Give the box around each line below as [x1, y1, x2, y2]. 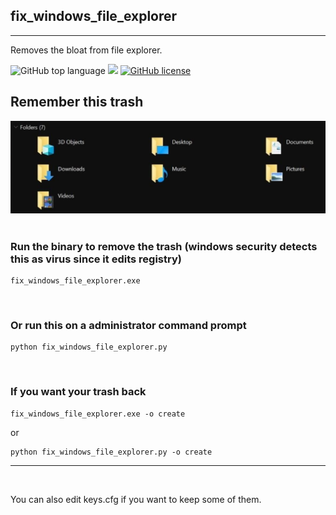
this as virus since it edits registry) [10, 252, 182, 266]
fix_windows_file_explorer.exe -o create [10, 409, 186, 419]
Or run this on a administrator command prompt [10, 318, 247, 332]
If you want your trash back [10, 385, 147, 399]
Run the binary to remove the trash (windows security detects [10, 239, 318, 253]
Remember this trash [10, 94, 144, 111]
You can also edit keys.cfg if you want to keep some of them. [10, 493, 262, 505]
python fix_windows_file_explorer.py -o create [10, 447, 213, 457]
